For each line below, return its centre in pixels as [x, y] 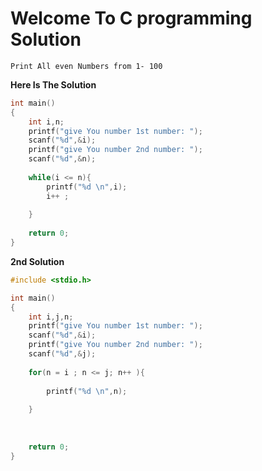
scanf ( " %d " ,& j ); [62, 354]
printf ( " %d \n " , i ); [87, 187]
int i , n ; [46, 122]
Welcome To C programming [131, 18]
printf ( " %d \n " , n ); [87, 391]
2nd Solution [37, 261]
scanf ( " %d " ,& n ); [62, 159]
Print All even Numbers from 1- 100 [86, 66]
